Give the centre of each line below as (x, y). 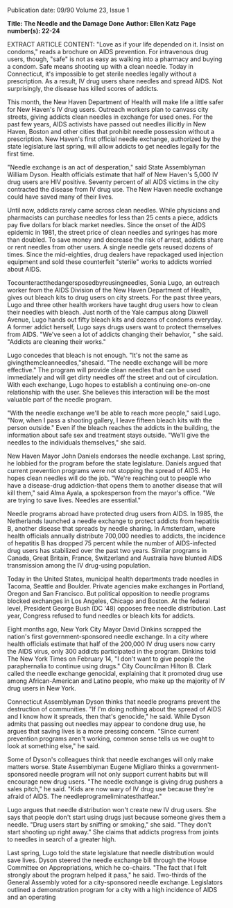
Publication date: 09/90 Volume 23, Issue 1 (68, 10)
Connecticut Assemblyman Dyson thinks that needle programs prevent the (114, 702)
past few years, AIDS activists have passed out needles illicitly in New (107, 124)
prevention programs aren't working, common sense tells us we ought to (111, 738)
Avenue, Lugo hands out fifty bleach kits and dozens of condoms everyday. (115, 320)
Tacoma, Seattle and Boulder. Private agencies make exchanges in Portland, (116, 586)
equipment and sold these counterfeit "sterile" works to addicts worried (110, 262)
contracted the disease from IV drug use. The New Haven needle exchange (115, 189)
